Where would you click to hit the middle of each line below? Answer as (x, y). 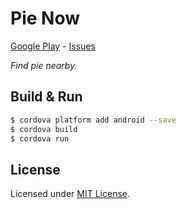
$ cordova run (40, 138)
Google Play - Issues (53, 46)
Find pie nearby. (44, 65)
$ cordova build (44, 129)
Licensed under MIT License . (70, 194)
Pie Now (45, 18)
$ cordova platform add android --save (93, 120)
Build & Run (46, 97)
